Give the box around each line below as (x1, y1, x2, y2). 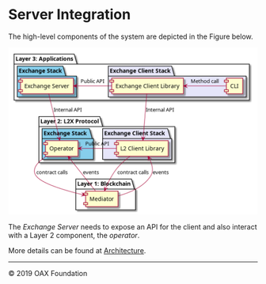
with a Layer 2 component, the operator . (8, 230, 140, 240)
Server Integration (8, 6, 131, 24)
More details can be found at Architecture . (8, 245, 146, 255)
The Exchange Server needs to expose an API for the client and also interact (8, 222, 257, 231)
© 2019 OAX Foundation (8, 268, 88, 278)
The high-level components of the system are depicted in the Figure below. (8, 32, 253, 41)
